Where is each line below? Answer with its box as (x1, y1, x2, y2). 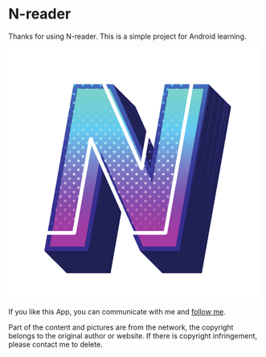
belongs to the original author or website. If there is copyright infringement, (8, 330, 258, 340)
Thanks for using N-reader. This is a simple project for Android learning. (8, 31, 247, 41)
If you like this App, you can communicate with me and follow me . (8, 306, 227, 316)
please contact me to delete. (8, 339, 103, 349)
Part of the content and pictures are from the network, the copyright (8, 322, 234, 332)
